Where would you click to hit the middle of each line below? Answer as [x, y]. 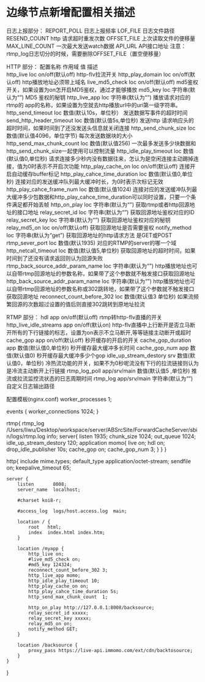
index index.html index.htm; [67, 532]
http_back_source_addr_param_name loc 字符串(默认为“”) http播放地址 [95, 281]
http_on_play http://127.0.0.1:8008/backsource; [91, 607]
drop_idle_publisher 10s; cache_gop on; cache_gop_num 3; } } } [87, 449]
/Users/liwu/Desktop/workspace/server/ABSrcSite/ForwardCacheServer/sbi [102, 430]
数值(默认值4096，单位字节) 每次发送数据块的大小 [69, 135]
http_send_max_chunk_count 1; [68, 597]
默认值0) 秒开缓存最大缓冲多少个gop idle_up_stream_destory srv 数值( [102, 355]
